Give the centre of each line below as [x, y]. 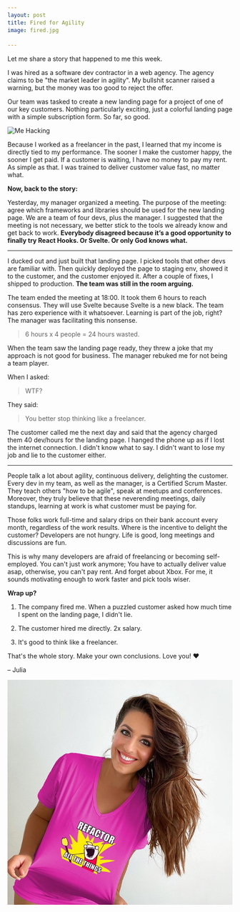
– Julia [17, 670]
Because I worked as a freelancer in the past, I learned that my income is [115, 145]
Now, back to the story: [43, 189]
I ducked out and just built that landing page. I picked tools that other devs [117, 261]
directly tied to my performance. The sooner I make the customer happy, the [120, 152]
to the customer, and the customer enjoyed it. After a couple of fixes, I [110, 276]
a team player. [28, 364]
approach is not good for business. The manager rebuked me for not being [117, 356]
